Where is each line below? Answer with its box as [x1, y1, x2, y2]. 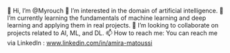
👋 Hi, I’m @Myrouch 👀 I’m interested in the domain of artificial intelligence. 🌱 [7, 7, 224, 14]
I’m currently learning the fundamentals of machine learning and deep [7, 14, 207, 22]
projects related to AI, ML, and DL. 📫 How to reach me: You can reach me [7, 29, 218, 37]
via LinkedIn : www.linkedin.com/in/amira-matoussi [7, 39, 153, 47]
